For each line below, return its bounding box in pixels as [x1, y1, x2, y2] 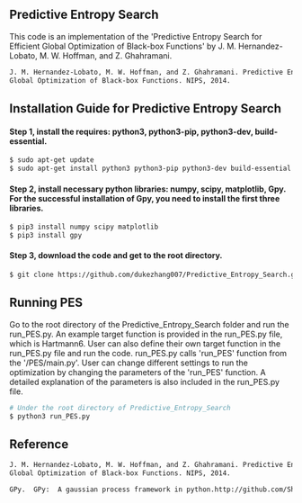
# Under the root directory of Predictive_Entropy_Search [9, 403, 231, 412]
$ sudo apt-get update [9, 156, 94, 165]
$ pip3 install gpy [9, 230, 83, 239]
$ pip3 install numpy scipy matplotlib [9, 222, 159, 232]
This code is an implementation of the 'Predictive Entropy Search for [9, 31, 262, 41]
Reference [9, 436, 69, 452]
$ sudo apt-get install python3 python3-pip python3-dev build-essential [9, 164, 292, 174]
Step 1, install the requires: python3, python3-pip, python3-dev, [9, 126, 253, 137]
